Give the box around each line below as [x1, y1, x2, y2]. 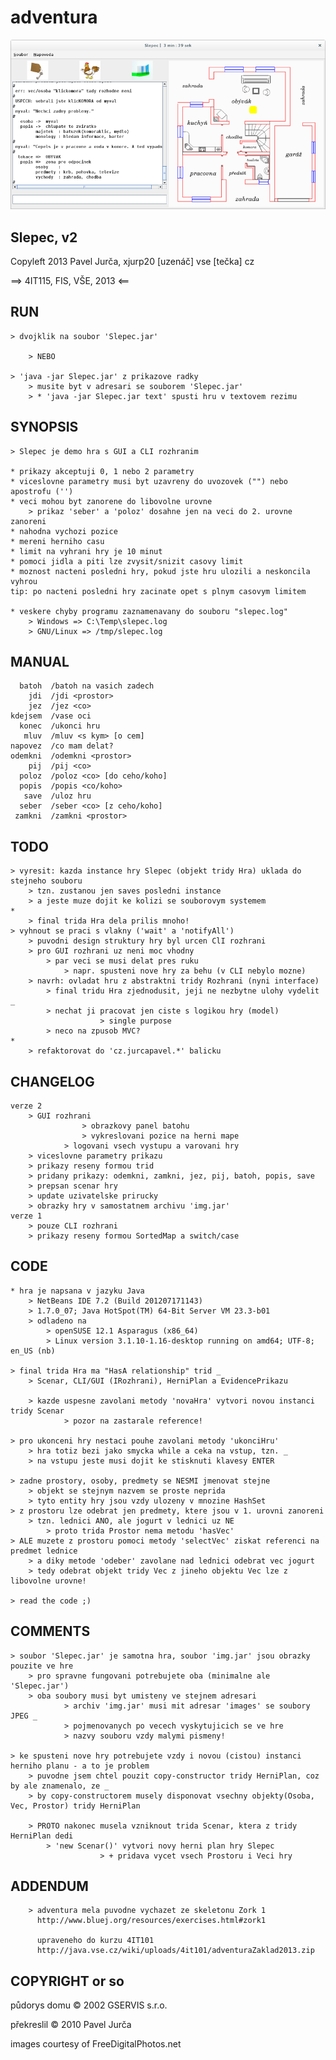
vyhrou [10, 576, 38, 586]
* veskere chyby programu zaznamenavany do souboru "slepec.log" [10, 606, 288, 616]
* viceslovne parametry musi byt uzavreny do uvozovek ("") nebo [10, 476, 288, 486]
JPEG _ [10, 1711, 38, 1721]
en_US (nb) [10, 1346, 56, 1356]
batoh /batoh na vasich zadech [19, 681, 155, 691]
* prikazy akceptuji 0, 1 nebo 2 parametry [10, 466, 195, 476]
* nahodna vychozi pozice [10, 526, 118, 536]
